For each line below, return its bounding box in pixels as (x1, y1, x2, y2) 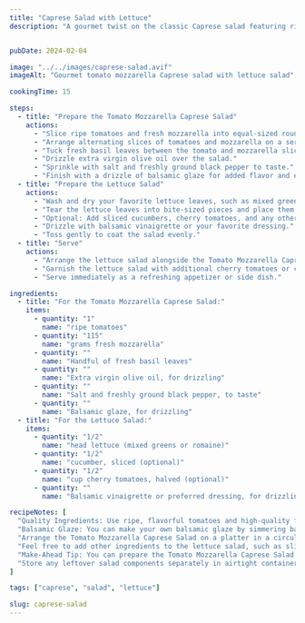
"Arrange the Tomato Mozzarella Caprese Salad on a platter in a (17, 533, 271, 542)
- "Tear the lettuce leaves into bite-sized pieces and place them (33, 205, 295, 214)
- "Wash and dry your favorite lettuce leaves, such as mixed (33, 196, 274, 205)
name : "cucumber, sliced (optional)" (42, 458, 184, 467)
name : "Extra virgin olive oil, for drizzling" (42, 373, 225, 382)
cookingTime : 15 (9, 87, 71, 96)
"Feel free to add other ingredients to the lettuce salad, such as (17, 541, 282, 550)
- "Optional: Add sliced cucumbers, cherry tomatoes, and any (33, 213, 274, 222)
